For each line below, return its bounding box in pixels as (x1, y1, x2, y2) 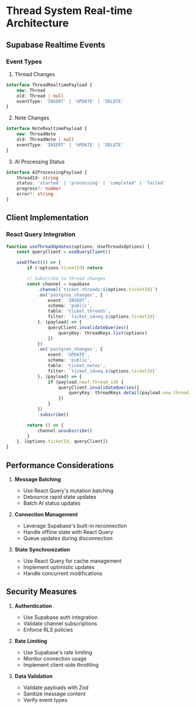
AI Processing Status (14, 158, 65, 165)
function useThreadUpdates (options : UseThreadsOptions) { (6, 244, 150, 249)
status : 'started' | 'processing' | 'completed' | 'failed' (16, 180, 166, 186)
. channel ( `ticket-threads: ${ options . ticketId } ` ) (37, 286, 158, 292)
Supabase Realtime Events (6, 40, 106, 50)
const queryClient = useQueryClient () (16, 249, 111, 255)
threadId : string (16, 174, 59, 181)
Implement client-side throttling (23, 661, 99, 668)
